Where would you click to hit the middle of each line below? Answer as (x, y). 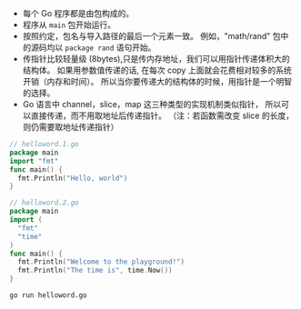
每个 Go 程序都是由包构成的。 (78, 13)
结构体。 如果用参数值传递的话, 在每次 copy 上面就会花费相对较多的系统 (157, 70)
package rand (90, 48)
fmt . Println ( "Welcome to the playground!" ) (101, 262)
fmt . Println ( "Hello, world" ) (73, 178)
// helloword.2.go (44, 203)
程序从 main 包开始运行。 (69, 25)
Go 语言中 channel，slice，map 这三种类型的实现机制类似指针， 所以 (152, 104)
